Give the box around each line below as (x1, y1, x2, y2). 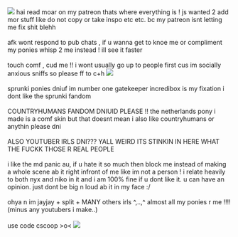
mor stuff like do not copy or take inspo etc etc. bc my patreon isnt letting (7, 16, 222, 23)
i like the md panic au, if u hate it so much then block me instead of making (7, 160, 227, 168)
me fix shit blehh (7, 23, 56, 31)
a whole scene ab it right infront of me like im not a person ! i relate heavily (7, 167, 226, 176)
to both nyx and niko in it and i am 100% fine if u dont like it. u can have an (7, 175, 225, 184)
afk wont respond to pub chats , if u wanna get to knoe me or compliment (7, 38, 222, 46)
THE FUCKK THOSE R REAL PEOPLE (7, 145, 115, 153)
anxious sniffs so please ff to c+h (7, 69, 105, 78)
